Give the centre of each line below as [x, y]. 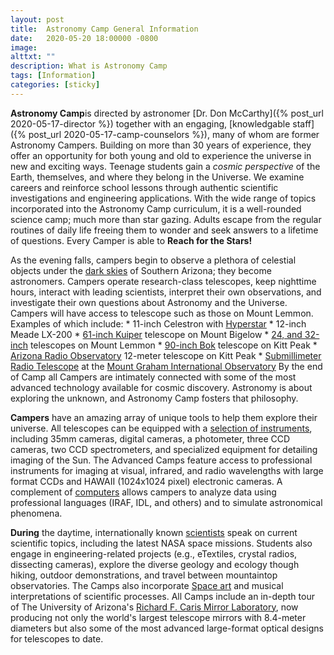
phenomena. [36, 513]
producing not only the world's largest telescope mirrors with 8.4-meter [158, 617]
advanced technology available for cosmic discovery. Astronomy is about [161, 387]
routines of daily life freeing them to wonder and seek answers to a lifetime [164, 230]
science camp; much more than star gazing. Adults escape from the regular [166, 219]
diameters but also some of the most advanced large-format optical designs [167, 628]
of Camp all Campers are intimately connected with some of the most [153, 377]
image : [24, 47]
